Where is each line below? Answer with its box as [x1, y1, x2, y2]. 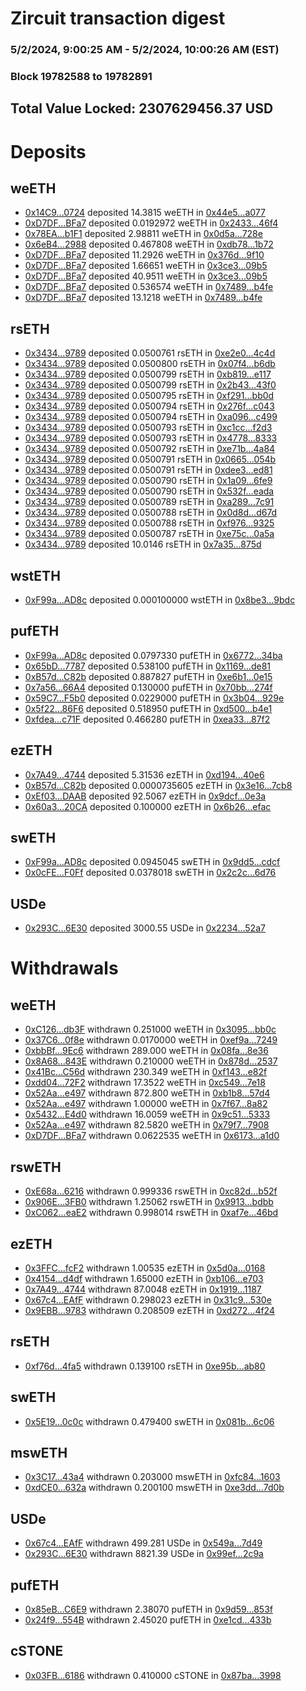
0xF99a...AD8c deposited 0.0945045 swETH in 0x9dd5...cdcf [24, 856, 281, 868]
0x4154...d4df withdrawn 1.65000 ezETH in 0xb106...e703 [24, 1272, 264, 1284]
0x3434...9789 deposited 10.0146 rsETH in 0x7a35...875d [24, 538, 262, 551]
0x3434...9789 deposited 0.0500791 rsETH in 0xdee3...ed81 [24, 464, 273, 476]
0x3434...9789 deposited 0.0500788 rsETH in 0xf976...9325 [24, 517, 275, 529]
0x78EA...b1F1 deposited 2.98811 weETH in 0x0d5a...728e [24, 228, 263, 240]
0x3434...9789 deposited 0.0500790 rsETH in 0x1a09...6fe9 [24, 475, 273, 487]
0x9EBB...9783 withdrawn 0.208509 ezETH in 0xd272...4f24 [24, 1304, 275, 1316]
